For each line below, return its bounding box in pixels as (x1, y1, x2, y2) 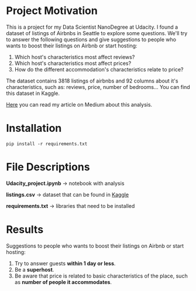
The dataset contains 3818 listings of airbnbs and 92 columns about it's (6, 77, 178, 84)
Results (6, 223, 44, 236)
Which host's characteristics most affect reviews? (14, 53, 135, 60)
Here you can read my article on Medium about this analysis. (6, 101, 153, 108)
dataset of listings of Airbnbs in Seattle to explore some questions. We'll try (6, 29, 188, 36)
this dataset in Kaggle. (6, 90, 60, 97)
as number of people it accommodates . (14, 278, 112, 285)
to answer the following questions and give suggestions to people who (6, 36, 177, 43)
